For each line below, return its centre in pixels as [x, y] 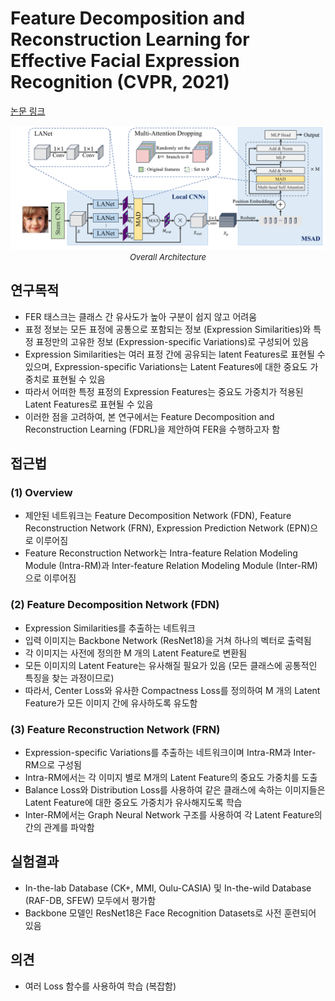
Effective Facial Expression [125, 61]
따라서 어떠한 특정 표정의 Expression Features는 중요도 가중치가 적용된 [164, 391]
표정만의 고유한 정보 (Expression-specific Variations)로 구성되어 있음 [172, 341]
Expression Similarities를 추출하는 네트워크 [110, 628]
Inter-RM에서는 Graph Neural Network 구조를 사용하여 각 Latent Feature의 [173, 814]
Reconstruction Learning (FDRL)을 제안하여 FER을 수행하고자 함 [152, 429]
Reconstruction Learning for [130, 39]
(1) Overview [41, 492]
